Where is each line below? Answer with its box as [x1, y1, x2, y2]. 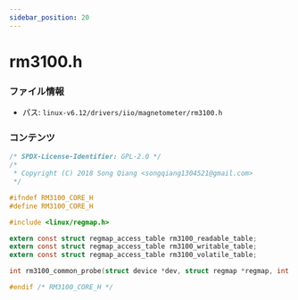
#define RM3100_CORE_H [9, 202, 94, 211]
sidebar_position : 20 [9, 12, 90, 22]
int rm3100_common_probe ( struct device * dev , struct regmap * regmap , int [9, 267, 290, 276]
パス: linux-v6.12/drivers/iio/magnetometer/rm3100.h [21, 107, 223, 118]
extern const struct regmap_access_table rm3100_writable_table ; [9, 242, 257, 251]
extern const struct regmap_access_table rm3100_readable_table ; [9, 234, 257, 243]
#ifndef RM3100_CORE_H [9, 193, 94, 202]
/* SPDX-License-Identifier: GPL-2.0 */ [9, 153, 162, 162]
